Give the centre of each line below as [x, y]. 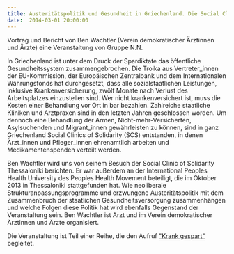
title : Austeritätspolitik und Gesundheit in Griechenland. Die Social [113, 14]
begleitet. [21, 243]
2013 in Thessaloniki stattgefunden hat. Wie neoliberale [87, 185]
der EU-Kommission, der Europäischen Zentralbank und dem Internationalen [117, 76]
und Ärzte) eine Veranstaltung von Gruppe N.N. [75, 47]
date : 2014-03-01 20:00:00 [48, 20]
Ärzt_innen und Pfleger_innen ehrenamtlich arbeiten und [88, 142]
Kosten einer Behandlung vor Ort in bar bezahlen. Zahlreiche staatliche [109, 105]
